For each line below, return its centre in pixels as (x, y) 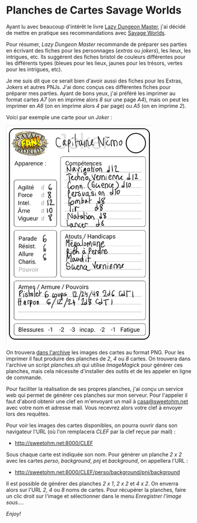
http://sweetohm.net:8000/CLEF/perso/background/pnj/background (97, 472)
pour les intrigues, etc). (34, 69)
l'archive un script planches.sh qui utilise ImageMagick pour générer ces (95, 365)
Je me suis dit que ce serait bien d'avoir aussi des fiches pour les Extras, (94, 81)
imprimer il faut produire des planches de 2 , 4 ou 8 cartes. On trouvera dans (98, 358)
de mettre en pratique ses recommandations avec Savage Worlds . (86, 32)
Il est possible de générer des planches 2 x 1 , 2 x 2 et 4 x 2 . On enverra (92, 483)
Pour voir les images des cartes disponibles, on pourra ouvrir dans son (92, 425)
